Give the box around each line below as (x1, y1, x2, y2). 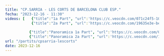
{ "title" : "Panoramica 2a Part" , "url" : (29, 35, 110, 39)
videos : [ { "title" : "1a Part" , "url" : (5, 16, 89, 21)
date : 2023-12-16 (5, 43, 41, 48)
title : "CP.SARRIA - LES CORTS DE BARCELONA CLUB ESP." (5, 7, 121, 12)
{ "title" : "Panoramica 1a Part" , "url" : (29, 30, 110, 35)
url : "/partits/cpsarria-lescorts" (5, 39, 78, 44)
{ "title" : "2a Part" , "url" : (31, 20, 89, 26)
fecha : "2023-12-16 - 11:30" (5, 12, 64, 17)
